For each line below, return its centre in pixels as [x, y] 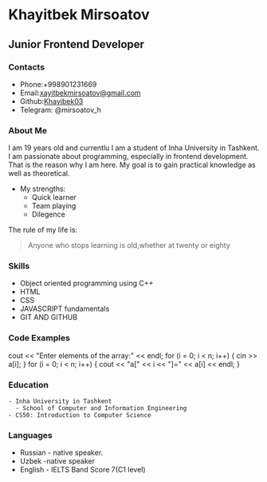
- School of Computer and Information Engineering [101, 408]
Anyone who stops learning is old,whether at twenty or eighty [129, 245]
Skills [19, 266]
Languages [31, 435]
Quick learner [54, 197]
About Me [28, 130]
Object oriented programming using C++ [86, 283]
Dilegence [48, 214]
